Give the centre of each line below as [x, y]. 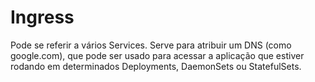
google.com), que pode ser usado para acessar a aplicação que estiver [157, 55]
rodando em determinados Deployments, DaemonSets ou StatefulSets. [156, 66]
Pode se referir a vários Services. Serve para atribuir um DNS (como [151, 45]
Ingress [42, 17]
